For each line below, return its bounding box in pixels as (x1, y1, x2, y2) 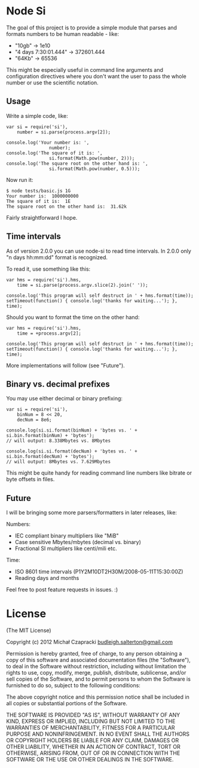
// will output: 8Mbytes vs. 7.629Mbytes (6, 459, 111, 465)
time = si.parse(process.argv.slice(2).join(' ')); (17, 282, 148, 288)
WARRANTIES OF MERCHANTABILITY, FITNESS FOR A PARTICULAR (6, 724, 175, 731)
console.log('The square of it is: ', (6, 150, 103, 156)
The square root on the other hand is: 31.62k (6, 204, 127, 210)
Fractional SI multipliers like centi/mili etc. (14, 545, 118, 552)
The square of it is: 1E (6, 198, 71, 204)
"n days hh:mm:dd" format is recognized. (6, 253, 108, 261)
